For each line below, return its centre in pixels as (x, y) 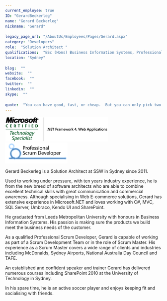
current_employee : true (30, 10)
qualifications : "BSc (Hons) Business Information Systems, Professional (84, 52)
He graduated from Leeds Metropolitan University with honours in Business (82, 217)
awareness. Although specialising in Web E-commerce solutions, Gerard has (83, 197)
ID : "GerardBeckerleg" (29, 16)
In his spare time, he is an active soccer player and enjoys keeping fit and (80, 288)
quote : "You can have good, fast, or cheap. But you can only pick (79, 105)
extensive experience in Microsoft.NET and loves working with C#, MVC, (80, 202)
